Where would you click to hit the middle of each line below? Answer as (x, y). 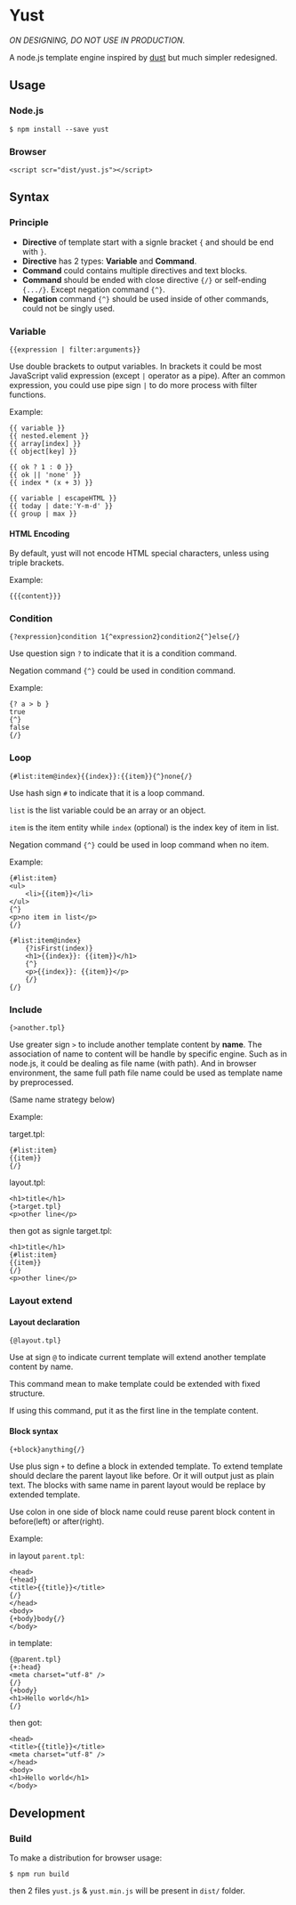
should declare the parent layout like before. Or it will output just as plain (142, 1476)
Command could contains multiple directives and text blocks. (134, 270)
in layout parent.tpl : (47, 1556)
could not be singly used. (68, 308)
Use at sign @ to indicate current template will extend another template (138, 1358)
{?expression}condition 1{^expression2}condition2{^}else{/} (125, 637)
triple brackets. (37, 563)
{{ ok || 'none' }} (45, 474)
